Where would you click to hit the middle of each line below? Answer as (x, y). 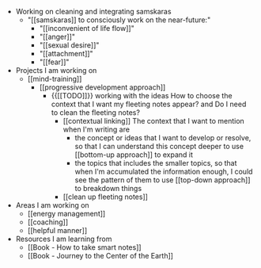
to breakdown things (108, 188)
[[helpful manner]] (57, 230)
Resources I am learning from (64, 239)
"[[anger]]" (57, 36)
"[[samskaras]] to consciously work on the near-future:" (119, 20)
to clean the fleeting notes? (96, 113)
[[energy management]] (66, 214)
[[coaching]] (48, 222)
